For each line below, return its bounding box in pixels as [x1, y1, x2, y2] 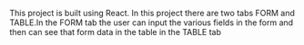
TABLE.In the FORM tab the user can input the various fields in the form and [9, 17, 294, 28]
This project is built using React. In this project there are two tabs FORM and [9, 8, 296, 18]
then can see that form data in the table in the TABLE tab [9, 27, 221, 37]
